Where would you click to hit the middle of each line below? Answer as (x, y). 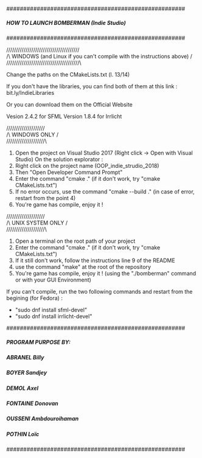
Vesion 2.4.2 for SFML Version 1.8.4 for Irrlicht (64, 116)
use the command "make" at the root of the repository (83, 266)
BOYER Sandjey (27, 373)
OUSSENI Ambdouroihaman (43, 418)
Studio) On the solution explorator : (59, 159)
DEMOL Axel (23, 388)
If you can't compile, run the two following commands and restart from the (99, 291)
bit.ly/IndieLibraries (30, 92)
